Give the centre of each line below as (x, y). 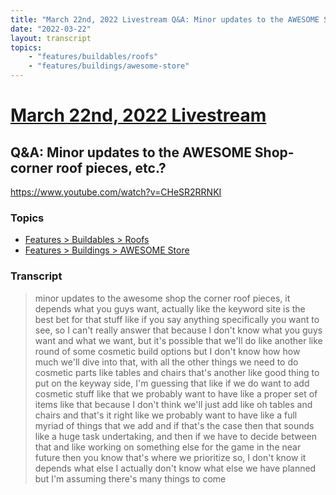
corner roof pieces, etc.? (88, 167)
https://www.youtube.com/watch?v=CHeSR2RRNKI (116, 192)
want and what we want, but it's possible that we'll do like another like (178, 340)
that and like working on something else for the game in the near (168, 447)
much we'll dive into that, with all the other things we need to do (166, 362)
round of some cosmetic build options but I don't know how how (167, 351)
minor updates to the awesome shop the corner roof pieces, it (162, 298)
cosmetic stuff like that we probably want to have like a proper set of (176, 393)
